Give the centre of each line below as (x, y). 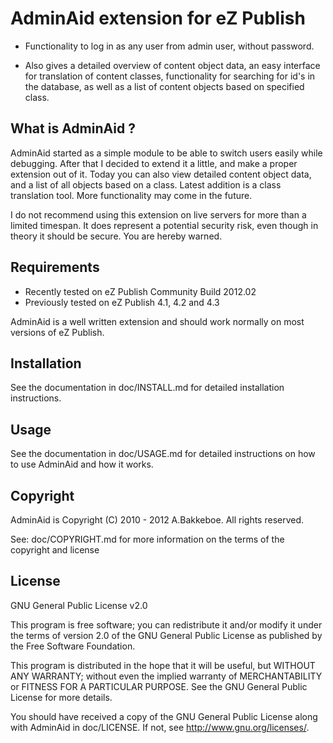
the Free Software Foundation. (73, 646)
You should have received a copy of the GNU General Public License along (164, 716)
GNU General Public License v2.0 (79, 605)
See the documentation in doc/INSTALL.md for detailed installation (147, 388)
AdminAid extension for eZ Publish (158, 18)
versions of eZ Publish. (57, 332)
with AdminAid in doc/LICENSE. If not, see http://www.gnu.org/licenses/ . (160, 727)
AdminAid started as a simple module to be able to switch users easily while (166, 153)
